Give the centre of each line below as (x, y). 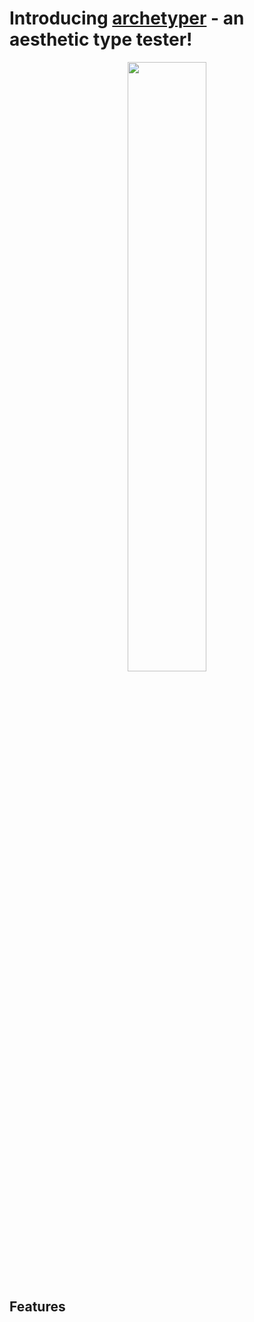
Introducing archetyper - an (127, 18)
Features (37, 1307)
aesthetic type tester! (101, 39)
